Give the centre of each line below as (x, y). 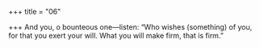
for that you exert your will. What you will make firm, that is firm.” (116, 36)
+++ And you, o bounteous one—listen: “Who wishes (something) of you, (130, 27)
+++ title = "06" (35, 12)
